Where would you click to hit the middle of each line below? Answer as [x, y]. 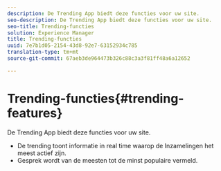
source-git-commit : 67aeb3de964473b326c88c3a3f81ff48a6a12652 [99, 59]
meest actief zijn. [42, 153]
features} [35, 113]
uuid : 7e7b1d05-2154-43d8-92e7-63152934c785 [72, 46]
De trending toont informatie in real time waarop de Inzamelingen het [115, 145]
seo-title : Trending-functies [51, 26]
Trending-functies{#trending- [96, 98]
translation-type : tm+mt [43, 52]
